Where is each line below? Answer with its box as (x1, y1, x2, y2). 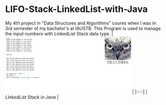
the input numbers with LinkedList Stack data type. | (5, 30, 113, 36)
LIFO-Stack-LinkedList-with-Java (5, 3, 148, 15)
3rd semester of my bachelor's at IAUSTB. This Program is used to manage (5, 25, 161, 31)
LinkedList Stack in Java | (5, 94, 59, 100)
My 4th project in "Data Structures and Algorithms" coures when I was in (5, 20, 156, 26)
